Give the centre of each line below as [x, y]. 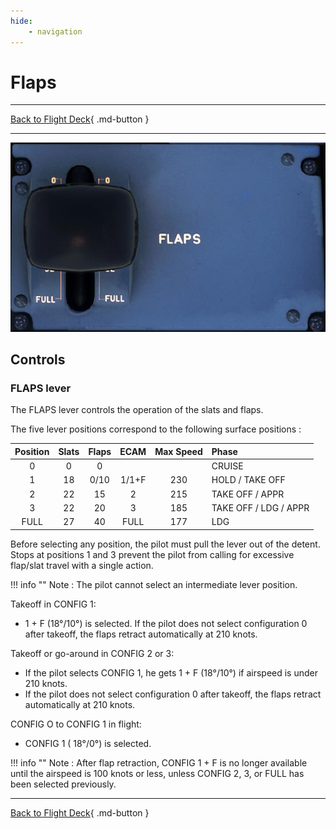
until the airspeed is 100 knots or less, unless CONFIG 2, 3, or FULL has [157, 773]
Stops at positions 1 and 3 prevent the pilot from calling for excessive [152, 554]
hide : [21, 21]
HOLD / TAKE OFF [248, 480]
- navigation [55, 31]
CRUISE [227, 466]
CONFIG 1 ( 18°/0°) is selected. [88, 743]
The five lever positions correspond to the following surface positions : [156, 429]
